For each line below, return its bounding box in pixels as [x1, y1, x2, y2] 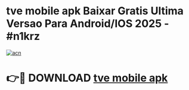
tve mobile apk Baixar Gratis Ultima [6, 4, 184, 18]
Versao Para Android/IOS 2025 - [6, 17, 169, 30]
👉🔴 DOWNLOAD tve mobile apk [6, 72, 168, 85]
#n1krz [6, 30, 41, 43]
